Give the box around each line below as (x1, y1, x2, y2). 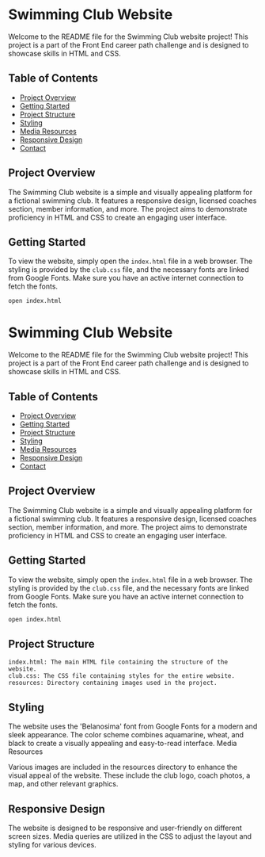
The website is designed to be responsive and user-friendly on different (8, 823, 243, 832)
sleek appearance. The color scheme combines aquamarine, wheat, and (8, 730, 244, 740)
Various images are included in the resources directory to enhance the (8, 763, 238, 772)
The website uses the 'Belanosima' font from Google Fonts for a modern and (8, 721, 258, 731)
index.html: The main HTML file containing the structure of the (8, 658, 228, 667)
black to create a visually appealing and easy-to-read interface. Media (8, 739, 237, 748)
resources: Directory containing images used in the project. (8, 679, 218, 687)
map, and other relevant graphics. (8, 779, 119, 789)
